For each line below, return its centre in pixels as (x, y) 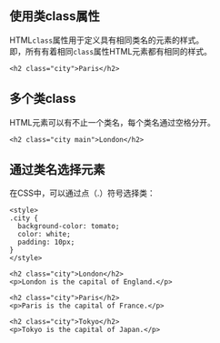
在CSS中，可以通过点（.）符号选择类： (83, 193)
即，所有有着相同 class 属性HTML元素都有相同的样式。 (110, 51)
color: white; (44, 235)
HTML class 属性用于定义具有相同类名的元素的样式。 (107, 40)
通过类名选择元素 (57, 170)
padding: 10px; (46, 242)
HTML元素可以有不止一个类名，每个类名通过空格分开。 (113, 122)
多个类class (43, 99)
